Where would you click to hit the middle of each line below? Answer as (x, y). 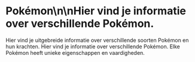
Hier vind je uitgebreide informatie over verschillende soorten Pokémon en (97, 40)
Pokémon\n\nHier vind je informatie (96, 11)
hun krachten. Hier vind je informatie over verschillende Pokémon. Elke (93, 46)
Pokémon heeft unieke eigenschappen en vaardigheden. (75, 52)
